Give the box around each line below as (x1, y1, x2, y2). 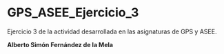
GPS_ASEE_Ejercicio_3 (7, 5, 139, 21)
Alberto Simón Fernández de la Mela (7, 40, 114, 49)
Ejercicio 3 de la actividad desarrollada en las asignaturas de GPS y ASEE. (7, 27, 217, 36)
